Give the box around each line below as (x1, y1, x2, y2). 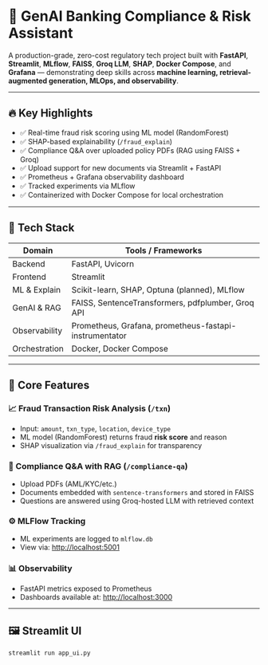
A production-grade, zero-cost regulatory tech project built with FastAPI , (8, 50, 249, 60)
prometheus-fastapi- (155, 320, 237, 331)
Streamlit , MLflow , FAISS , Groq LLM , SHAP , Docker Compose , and (8, 59, 231, 69)
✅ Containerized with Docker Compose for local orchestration (19, 190, 224, 199)
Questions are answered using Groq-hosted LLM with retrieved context (19, 496, 254, 506)
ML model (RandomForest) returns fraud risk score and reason (19, 432, 227, 442)
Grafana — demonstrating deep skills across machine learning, (8, 67, 219, 77)
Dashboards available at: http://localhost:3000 (19, 592, 173, 602)
